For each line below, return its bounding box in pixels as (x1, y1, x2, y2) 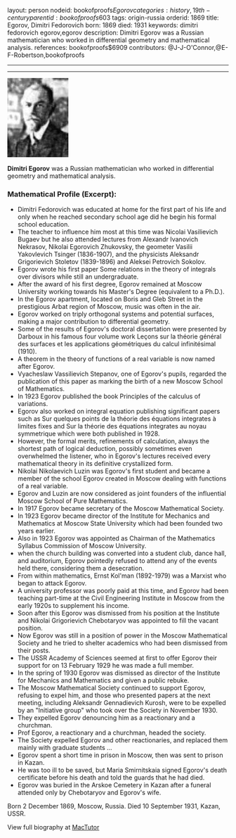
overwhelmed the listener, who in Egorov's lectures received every (17, 452, 211, 460)
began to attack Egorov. (17, 579, 87, 588)
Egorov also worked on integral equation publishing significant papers (17, 407, 221, 416)
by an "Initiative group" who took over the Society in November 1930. (17, 706, 218, 715)
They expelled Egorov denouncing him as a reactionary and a (17, 713, 195, 722)
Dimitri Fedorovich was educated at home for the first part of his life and (17, 205, 227, 214)
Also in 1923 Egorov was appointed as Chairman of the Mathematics (17, 534, 216, 542)
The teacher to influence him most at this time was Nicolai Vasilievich (17, 228, 218, 236)
